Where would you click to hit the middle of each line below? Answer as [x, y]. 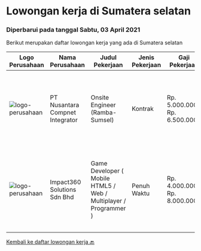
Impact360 [66, 182]
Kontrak [142, 109]
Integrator [64, 120]
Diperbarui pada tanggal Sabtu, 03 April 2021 [73, 30]
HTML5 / [103, 186]
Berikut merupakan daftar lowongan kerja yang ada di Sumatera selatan [95, 43]
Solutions [63, 190]
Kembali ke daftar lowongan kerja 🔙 [50, 242]
